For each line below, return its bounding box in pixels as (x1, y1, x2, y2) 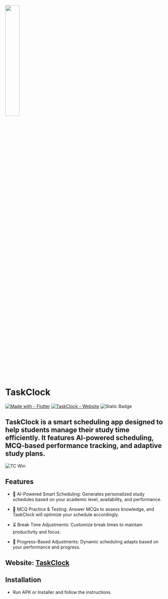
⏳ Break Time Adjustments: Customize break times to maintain (12, 521, 143, 527)
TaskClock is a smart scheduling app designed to (5, 418, 163, 426)
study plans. (5, 450, 45, 458)
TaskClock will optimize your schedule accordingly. (12, 511, 120, 517)
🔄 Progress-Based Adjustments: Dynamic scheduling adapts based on (12, 538, 159, 544)
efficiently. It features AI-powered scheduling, (5, 434, 154, 442)
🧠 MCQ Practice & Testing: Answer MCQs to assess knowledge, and (12, 506, 155, 512)
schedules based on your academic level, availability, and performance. (12, 496, 162, 502)
